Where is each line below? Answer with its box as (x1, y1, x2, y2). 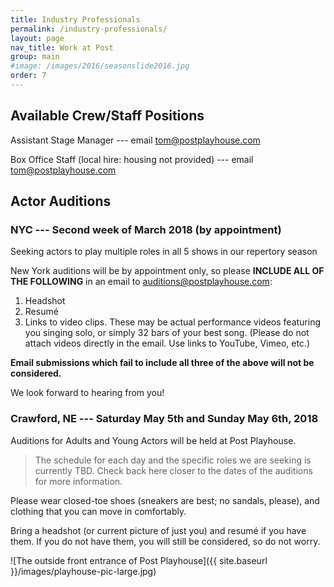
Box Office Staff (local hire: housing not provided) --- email (10, 153, 254, 165)
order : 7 (10, 71, 47, 81)
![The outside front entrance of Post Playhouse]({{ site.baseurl (10, 554, 268, 566)
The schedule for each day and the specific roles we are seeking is (34, 454, 312, 466)
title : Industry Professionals (10, 14, 141, 25)
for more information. (34, 475, 123, 487)
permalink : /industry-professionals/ (10, 24, 168, 34)
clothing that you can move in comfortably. (10, 505, 187, 517)
